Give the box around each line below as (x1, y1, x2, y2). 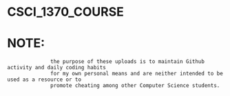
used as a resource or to (7, 76, 81, 83)
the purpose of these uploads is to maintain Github (50, 58, 205, 65)
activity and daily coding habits (7, 64, 107, 71)
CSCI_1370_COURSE (7, 4, 124, 20)
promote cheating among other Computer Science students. (50, 82, 220, 89)
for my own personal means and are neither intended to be (50, 70, 224, 77)
